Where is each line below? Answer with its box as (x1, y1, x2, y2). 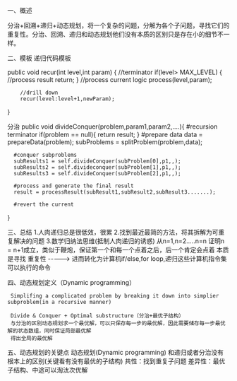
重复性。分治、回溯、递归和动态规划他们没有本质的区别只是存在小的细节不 (7, 30, 224, 38)
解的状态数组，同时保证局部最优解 (7, 327, 92, 334)
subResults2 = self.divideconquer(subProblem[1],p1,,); (13, 164, 181, 171)
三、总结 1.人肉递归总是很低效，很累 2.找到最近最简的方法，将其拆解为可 (7, 228, 219, 236)
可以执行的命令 (7, 264, 51, 271)
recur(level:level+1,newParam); (20, 95, 115, 102)
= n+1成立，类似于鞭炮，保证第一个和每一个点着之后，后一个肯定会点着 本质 (7, 246, 229, 254)
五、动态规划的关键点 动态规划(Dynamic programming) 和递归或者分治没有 (7, 348, 224, 356)
